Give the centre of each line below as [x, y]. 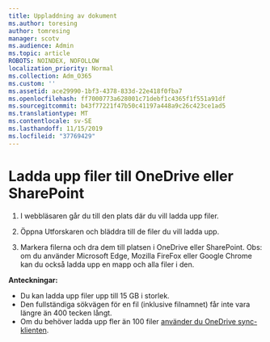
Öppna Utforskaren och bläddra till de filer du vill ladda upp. [120, 231]
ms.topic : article [39, 53]
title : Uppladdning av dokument [63, 16]
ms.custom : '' [32, 83]
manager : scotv [34, 38]
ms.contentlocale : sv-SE [50, 121]
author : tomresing [39, 31]
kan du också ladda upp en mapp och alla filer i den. [107, 264]
